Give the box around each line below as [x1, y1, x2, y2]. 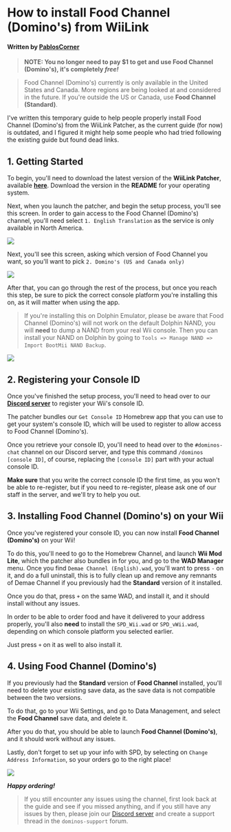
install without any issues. [7, 599, 80, 607]
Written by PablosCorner [7, 43, 80, 51]
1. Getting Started [7, 156, 84, 167]
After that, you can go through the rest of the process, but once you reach [7, 284, 217, 292]
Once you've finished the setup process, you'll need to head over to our [7, 392, 211, 401]
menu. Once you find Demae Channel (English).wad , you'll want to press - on [7, 564, 224, 572]
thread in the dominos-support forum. [23, 817, 129, 825]
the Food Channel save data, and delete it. [7, 714, 128, 722]
